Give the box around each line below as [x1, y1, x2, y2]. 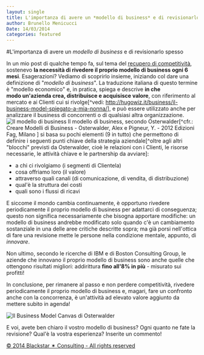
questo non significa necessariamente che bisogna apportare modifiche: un [6, 212, 196, 220]
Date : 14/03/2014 [6, 25, 50, 32]
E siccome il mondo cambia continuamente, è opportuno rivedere [6, 200, 170, 207]
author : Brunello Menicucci [6, 20, 78, 26]
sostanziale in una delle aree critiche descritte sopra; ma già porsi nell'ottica [6, 225, 197, 232]
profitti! [6, 269, 25, 277]
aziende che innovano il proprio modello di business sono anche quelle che [6, 256, 195, 264]
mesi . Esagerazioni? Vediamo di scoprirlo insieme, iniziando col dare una [6, 73, 189, 80]
